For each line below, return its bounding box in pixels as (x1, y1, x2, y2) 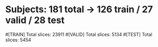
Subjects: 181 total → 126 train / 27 (5, 4, 153, 15)
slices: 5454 (5, 37, 32, 43)
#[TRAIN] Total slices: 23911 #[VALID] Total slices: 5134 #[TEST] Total (5, 31, 152, 37)
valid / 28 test (5, 14, 65, 26)
